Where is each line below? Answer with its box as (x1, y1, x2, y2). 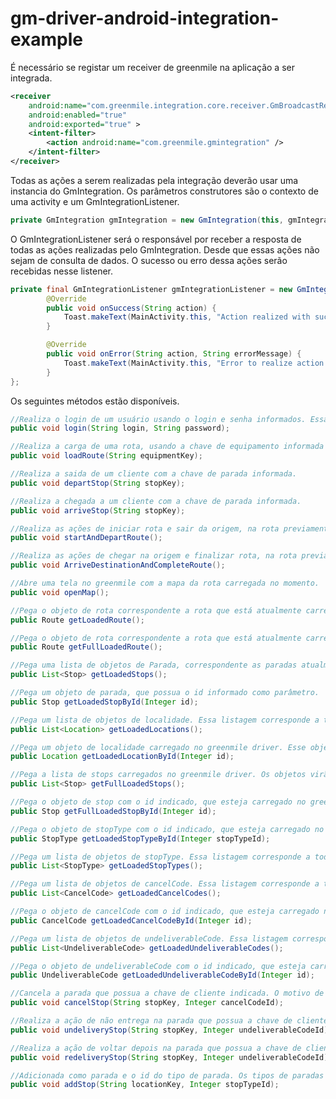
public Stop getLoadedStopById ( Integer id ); (10, 697, 199, 707)
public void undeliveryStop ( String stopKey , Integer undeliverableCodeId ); (10, 1025, 333, 1035)
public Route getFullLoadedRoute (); (10, 642, 163, 652)
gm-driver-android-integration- (10, 7, 280, 30)
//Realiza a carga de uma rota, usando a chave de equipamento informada (10, 442, 325, 452)
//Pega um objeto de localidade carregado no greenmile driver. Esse (10, 742, 307, 752)
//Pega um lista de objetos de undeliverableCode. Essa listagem (10, 933, 288, 944)
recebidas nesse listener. (10, 265, 114, 277)
